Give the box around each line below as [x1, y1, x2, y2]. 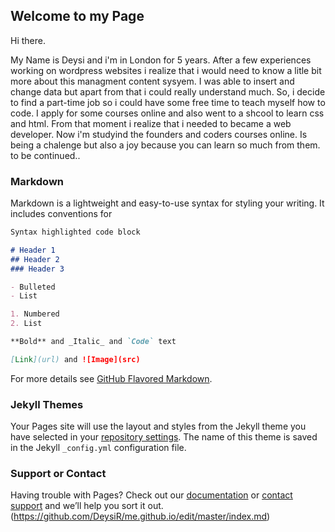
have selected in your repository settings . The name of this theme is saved [10, 431, 318, 443]
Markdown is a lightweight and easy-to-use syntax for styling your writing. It [10, 197, 325, 209]
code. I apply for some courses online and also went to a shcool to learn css [10, 107, 325, 119]
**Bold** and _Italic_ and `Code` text [10, 337, 177, 347]
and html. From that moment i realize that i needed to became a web [10, 117, 292, 129]
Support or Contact [10, 467, 107, 481]
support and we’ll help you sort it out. [10, 500, 164, 512]
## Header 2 [10, 254, 60, 264]
